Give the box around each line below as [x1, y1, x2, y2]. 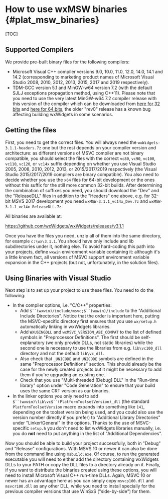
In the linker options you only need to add [12, 393, 99, 399]
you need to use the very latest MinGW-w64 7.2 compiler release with [12, 95, 157, 101]
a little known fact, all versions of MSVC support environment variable [5, 254, 149, 260]
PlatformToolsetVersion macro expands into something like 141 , [12, 404, 145, 410]
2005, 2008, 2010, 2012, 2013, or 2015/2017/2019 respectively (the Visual [5, 166, 157, 172]
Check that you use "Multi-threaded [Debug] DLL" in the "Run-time [20, 377, 159, 383]
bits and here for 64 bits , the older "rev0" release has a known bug [12, 106, 151, 112]
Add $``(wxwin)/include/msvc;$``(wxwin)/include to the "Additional [20, 308, 161, 314]
